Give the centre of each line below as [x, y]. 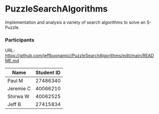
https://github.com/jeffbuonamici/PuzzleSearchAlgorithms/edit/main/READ [79, 56]
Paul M [15, 81]
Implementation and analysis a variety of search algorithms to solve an [75, 22]
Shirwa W [18, 97]
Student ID [48, 72]
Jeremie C [19, 89]
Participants [20, 40]
